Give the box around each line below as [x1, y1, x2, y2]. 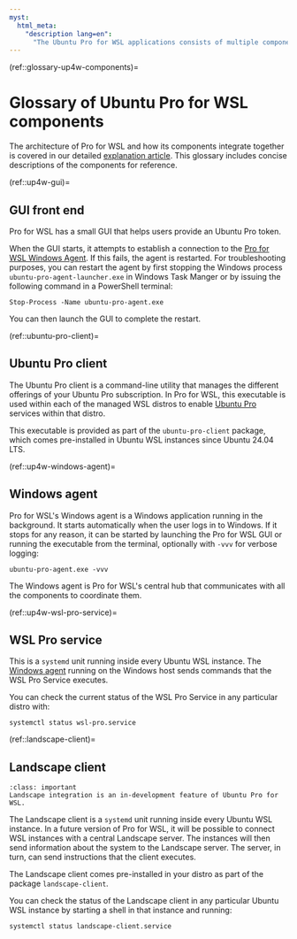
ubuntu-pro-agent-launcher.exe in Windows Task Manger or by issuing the [9, 272, 281, 281]
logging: [9, 548, 40, 558]
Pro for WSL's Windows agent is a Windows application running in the [9, 510, 263, 520]
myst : [9, 12, 29, 22]
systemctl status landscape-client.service [9, 922, 172, 931]
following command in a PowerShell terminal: [9, 281, 173, 291]
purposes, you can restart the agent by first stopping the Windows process [9, 262, 283, 273]
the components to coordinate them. [9, 589, 142, 600]
